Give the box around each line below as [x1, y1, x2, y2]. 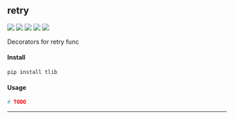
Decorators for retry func [7, 37, 79, 46]
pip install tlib [7, 68, 58, 76]
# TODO [7, 99, 26, 106]
